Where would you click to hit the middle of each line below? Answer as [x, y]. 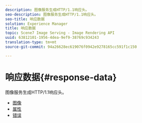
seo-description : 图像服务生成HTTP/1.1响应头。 [52, 14]
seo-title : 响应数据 [25, 19]
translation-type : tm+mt [31, 42]
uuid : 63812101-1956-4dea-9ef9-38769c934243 [52, 38]
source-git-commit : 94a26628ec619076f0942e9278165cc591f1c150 [71, 47]
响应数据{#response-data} [61, 77]
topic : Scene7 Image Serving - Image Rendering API [60, 33]
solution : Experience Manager [37, 24]
